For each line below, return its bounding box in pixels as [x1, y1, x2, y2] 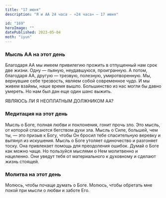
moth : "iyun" [5, 35, 32, 40]
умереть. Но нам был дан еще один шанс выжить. [5, 89, 112, 95]
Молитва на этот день [5, 171, 61, 178]
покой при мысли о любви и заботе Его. [5, 187, 90, 193]
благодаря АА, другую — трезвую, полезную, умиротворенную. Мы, [5, 73, 152, 79]
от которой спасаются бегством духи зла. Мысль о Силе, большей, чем [5, 127, 158, 133]
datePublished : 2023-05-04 [5, 30, 61, 35]
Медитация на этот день [5, 110, 68, 117]
